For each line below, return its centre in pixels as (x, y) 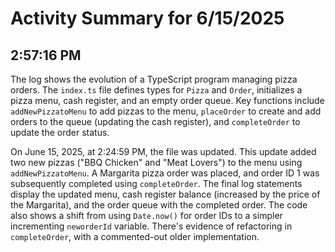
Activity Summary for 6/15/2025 (147, 18)
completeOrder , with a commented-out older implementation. (135, 236)
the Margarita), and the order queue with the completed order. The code (159, 205)
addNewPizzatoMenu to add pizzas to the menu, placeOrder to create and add (166, 111)
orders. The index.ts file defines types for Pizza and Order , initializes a (156, 90)
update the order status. (60, 132)
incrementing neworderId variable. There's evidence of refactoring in (151, 226)
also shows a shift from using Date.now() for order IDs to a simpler (146, 215)
